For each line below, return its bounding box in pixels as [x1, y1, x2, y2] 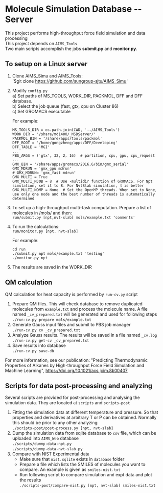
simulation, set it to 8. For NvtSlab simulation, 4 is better [12, 183, 144, 188]
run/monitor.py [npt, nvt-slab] [12, 229, 78, 234]
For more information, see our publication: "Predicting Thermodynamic [5, 357, 148, 363]
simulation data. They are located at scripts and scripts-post [5, 400, 130, 406]
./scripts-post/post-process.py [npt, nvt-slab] [12, 426, 114, 431]
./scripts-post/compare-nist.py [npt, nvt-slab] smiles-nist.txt [19, 483, 156, 488]
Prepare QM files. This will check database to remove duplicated [12, 300, 143, 307]
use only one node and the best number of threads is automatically [12, 192, 155, 197]
